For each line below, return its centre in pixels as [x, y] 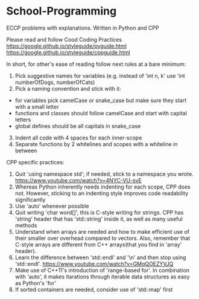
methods [26, 225]
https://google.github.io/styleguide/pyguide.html [66, 46]
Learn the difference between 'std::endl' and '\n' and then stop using [100, 257]
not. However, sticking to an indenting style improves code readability [102, 193]
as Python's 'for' [35, 283]
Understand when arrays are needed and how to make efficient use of [102, 231]
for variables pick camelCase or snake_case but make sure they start [101, 100]
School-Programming [62, 11]
